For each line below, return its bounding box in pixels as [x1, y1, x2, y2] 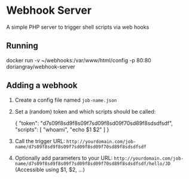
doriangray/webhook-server [6, 63, 76, 70]
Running [6, 41, 39, 51]
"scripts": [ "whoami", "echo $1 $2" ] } [14, 126, 109, 133]
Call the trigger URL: [14, 137, 65, 144]
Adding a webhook [6, 80, 78, 90]
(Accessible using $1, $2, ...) [14, 166, 86, 173]
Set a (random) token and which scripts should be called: [14, 108, 156, 115]
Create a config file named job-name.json [14, 96, 117, 104]
